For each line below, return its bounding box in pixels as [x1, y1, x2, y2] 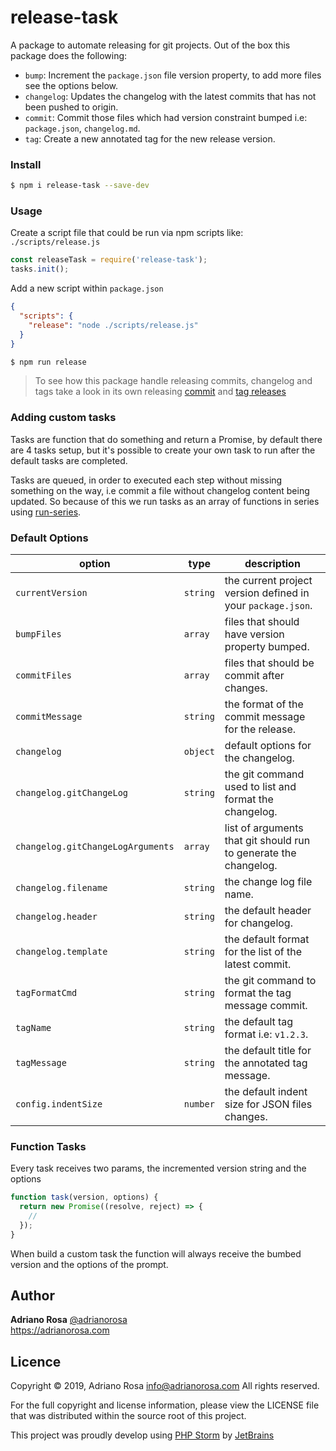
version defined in [224, 586, 310, 600]
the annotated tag [224, 1056, 308, 1070]
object [183, 746, 215, 757]
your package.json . [224, 599, 313, 612]
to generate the [224, 846, 297, 860]
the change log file [224, 875, 313, 888]
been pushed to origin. [24, 101, 119, 113]
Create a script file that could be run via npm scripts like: [10, 227, 244, 239]
